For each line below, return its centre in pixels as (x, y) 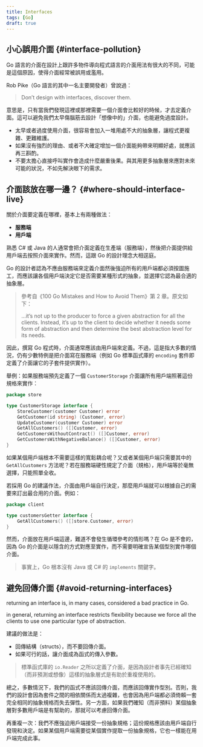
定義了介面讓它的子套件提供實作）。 (50, 363)
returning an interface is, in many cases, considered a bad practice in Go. (98, 603)
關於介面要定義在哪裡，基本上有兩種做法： (59, 214)
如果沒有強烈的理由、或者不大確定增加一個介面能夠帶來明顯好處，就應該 (105, 145)
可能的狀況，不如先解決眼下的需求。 (60, 168)
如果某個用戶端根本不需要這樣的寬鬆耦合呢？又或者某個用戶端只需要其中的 (99, 457)
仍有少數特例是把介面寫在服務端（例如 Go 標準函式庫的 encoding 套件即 (105, 355)
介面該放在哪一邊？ (42, 189)
